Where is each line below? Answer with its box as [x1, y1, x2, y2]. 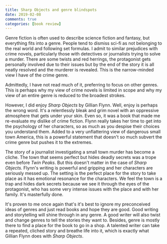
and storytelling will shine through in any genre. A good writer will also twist [5, 212, 161, 218]
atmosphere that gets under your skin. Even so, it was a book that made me [5, 113, 161, 119]
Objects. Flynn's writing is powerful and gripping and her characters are [5, 165, 153, 171]
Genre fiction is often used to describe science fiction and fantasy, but [5, 35, 150, 41]
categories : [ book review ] [5, 21, 61, 26]
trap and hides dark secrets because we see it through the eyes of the [5, 181, 150, 187]
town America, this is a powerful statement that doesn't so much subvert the [5, 134, 163, 140]
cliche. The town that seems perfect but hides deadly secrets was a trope [5, 154, 157, 160]
